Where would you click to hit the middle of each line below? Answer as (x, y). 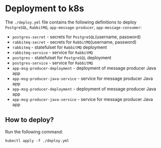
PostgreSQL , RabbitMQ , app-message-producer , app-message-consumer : (73, 27)
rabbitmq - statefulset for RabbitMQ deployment (60, 47)
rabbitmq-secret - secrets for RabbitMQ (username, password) (74, 42)
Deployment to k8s (45, 9)
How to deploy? (30, 120)
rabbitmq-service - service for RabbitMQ (52, 52)
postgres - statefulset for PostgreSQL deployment (62, 57)
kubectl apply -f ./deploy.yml (37, 141)
